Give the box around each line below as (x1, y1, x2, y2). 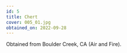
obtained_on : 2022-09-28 (6, 24, 67, 31)
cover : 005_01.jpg (6, 19, 51, 25)
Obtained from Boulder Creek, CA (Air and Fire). (6, 41, 122, 48)
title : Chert (6, 14, 38, 20)
